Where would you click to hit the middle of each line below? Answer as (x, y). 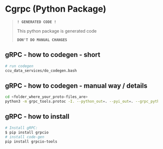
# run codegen (19, 66)
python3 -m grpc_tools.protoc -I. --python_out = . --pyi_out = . (69, 102)
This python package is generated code (57, 31)
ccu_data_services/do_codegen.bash (41, 71)
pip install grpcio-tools (31, 141)
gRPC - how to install (37, 117)
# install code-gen (25, 137)
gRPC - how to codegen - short (53, 55)
